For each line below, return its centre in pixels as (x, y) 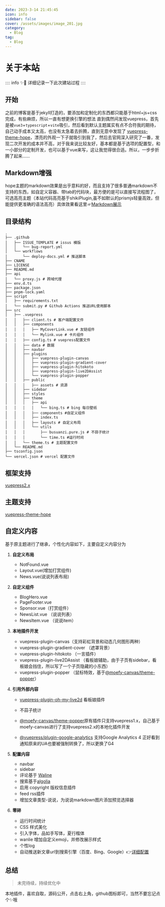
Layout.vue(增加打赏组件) (45, 570)
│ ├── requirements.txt (32, 301)
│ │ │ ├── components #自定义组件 (45, 413)
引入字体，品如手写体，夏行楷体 (52, 833)
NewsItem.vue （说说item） (48, 620)
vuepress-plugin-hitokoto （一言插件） (59, 654)
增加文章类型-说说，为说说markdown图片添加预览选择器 (77, 800)
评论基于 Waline (36, 775)
